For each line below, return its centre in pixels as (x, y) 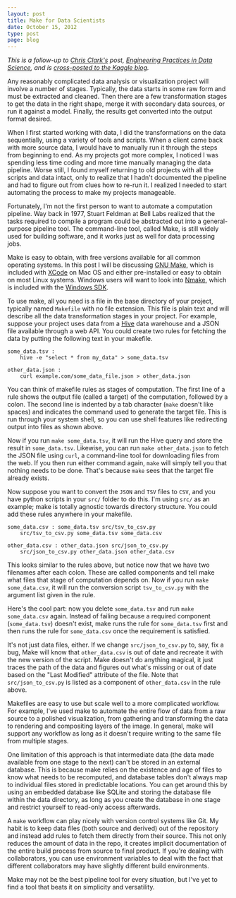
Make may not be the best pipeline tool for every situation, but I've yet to (113, 880)
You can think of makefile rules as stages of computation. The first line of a (116, 390)
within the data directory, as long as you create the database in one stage (114, 800)
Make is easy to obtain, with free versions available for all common (104, 258)
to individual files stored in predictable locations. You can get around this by (117, 785)
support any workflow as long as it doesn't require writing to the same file (114, 734)
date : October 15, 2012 (42, 27)
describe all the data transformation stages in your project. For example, (112, 316)
